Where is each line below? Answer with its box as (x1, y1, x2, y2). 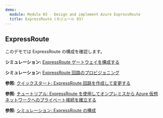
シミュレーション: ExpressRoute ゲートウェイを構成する (5, 59, 120, 65)
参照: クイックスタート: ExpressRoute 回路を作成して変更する (5, 80, 131, 86)
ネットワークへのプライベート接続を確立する (5, 97, 97, 103)
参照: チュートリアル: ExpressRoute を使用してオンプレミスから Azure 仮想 (5, 91, 158, 97)
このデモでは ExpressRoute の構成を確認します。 (5, 49, 105, 55)
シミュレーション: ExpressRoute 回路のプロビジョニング (5, 70, 120, 76)
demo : (5, 7, 16, 12)
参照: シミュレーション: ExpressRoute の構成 (5, 108, 96, 114)
